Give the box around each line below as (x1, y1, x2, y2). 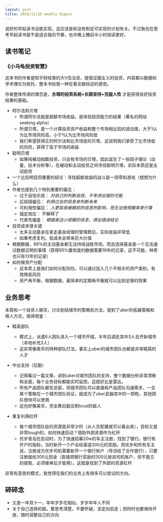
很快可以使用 (23, 397, 49, 403)
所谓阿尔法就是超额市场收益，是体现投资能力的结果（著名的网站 (19, 114, 147, 119)
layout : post (5, 7, 32, 12)
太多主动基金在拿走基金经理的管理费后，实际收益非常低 (19, 229, 130, 235)
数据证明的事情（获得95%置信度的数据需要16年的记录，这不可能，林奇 (16, 247, 158, 253)
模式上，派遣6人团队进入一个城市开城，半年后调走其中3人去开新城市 (19, 334, 157, 339)
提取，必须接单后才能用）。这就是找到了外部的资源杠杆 (23, 460, 132, 466)
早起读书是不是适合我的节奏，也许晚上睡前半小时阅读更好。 (9, 32, 129, 37)
